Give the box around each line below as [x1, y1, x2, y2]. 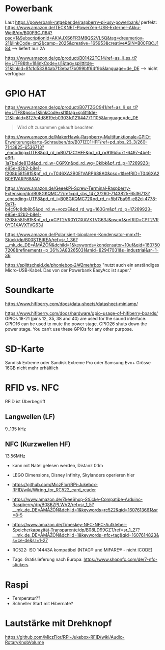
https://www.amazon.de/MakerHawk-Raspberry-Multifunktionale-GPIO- [5, 134, 151, 139]
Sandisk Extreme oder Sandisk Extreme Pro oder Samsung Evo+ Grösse [5, 359, 151, 365]
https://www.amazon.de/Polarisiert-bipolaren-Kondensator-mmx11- [5, 231, 141, 237]
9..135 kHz [5, 426, 26, 432]
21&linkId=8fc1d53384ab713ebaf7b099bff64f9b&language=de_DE [5, 65, 140, 71]
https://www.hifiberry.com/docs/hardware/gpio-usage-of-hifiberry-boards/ [5, 310, 158, 316]
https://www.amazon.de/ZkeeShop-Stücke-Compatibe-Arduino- [12, 496, 143, 503]
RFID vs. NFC [5, 382, 59, 393]
